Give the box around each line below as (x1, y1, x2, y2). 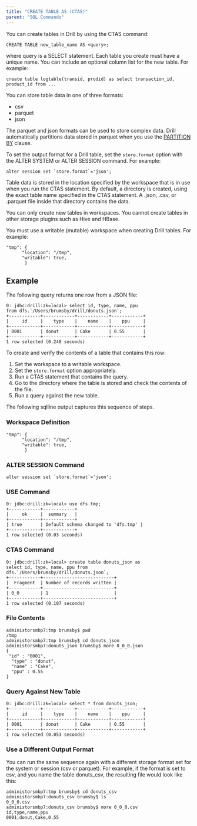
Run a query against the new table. (14, 392, 99, 399)
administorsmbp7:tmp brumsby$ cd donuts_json (6, 637, 119, 643)
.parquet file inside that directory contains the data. (6, 198, 131, 205)
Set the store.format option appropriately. (14, 367, 117, 374)
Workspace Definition (6, 418, 70, 426)
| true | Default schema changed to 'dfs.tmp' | (6, 522, 143, 528)
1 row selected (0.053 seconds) (6, 732, 85, 738)
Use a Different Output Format (6, 745, 94, 753)
